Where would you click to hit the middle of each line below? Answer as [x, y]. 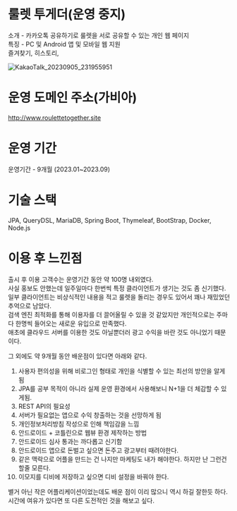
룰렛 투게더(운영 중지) [67, 14]
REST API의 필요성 [44, 406]
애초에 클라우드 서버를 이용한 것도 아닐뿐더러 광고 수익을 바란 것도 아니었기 [111, 332]
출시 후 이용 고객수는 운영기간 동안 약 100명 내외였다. [81, 279]
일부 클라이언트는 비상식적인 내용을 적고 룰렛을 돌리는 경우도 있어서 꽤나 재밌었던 [119, 297]
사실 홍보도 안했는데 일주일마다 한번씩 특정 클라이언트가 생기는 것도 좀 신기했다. [117, 288]
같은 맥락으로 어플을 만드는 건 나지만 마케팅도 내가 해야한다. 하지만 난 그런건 [123, 459]
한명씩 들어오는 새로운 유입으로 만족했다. [71, 323]
